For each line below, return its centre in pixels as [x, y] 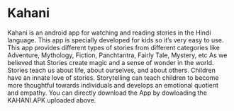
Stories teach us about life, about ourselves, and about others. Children [112, 70]
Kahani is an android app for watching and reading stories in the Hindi [109, 33]
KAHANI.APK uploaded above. [52, 100]
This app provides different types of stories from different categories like [113, 47]
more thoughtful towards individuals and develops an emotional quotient [113, 85]
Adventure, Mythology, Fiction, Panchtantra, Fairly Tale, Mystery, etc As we [117, 55]
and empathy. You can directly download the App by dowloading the [107, 93]
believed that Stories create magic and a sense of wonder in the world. [111, 62]
